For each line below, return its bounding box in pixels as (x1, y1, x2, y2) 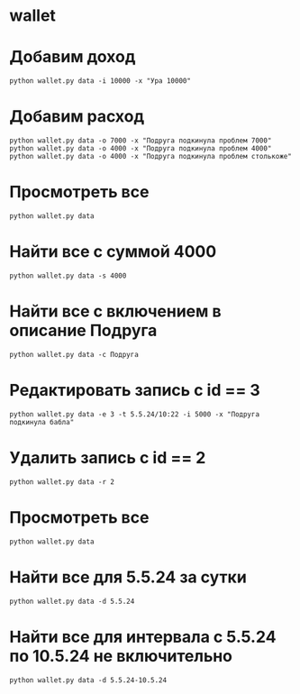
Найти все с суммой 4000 (9, 242, 217, 262)
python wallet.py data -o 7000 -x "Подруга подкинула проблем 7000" (9, 136, 272, 145)
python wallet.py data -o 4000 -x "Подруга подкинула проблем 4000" (9, 144, 272, 153)
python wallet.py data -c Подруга (9, 350, 140, 359)
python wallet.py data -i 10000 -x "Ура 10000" (9, 77, 192, 86)
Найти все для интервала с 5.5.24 (9, 626, 277, 647)
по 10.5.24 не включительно (9, 645, 232, 666)
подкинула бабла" (9, 417, 75, 426)
